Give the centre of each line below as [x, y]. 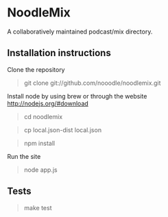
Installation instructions [59, 53]
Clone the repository [36, 69]
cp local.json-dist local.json [62, 130]
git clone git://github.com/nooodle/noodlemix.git [92, 83]
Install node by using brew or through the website [77, 96]
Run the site [24, 156]
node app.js [40, 170]
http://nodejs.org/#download [48, 103]
